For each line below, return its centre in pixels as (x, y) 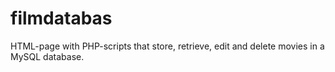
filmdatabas (61, 18)
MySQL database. (47, 56)
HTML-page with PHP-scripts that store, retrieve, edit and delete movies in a (167, 46)
